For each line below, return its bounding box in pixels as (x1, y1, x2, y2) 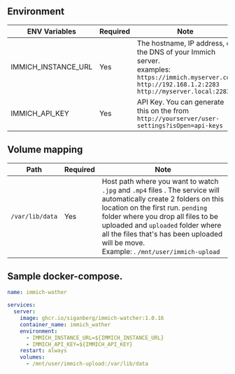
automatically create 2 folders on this (101, 194, 224, 203)
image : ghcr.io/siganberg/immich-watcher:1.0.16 (20, 315, 164, 322)
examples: (136, 65, 171, 74)
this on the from (136, 105, 189, 115)
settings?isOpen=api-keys (136, 121, 224, 129)
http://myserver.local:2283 (136, 87, 231, 95)
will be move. (101, 238, 145, 248)
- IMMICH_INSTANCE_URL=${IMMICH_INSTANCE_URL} (25, 334, 164, 341)
